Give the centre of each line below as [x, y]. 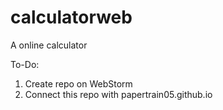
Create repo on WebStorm [78, 83]
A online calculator [49, 45]
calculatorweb [71, 17]
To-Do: [25, 64]
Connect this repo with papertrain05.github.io [118, 94]
